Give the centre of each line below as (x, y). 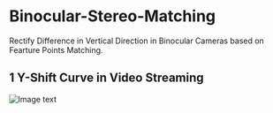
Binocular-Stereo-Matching (113, 16)
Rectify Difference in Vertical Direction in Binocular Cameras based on (137, 41)
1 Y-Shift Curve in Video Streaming (107, 78)
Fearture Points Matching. (56, 49)
